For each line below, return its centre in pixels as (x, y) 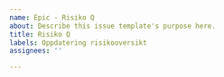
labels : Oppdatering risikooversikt (78, 43)
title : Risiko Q (40, 34)
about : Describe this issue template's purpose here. (113, 26)
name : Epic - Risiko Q (52, 17)
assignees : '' (36, 51)
